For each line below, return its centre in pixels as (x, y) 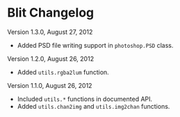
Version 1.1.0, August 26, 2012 (50, 85)
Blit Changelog (51, 13)
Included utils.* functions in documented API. (85, 99)
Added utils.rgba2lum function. (63, 72)
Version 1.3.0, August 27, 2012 (50, 32)
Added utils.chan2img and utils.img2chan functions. (93, 106)
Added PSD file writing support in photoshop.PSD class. (95, 45)
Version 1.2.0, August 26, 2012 (51, 58)
